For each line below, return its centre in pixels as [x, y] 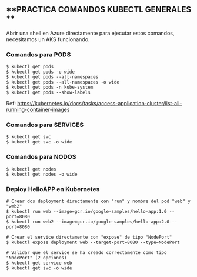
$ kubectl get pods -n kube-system [50, 88]
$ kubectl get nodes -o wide [42, 174]
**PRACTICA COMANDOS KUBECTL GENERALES [99, 10]
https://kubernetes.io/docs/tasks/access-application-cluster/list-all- [100, 104]
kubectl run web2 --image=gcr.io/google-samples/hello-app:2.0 [90, 222]
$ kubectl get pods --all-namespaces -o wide [63, 82]
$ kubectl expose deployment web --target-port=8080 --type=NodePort [93, 242]
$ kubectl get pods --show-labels [49, 93]
